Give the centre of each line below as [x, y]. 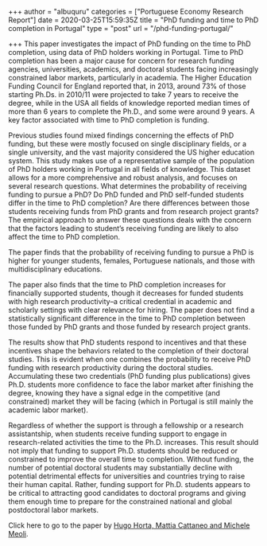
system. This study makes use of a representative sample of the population [132, 161]
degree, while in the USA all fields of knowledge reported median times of [129, 103]
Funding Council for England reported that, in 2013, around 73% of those [127, 86]
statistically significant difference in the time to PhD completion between [127, 318]
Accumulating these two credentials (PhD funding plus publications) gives [129, 376]
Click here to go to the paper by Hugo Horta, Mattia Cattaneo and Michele [129, 525]
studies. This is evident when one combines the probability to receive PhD [130, 359]
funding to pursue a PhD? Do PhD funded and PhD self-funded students [126, 195]
